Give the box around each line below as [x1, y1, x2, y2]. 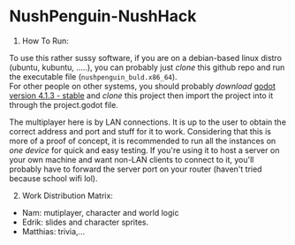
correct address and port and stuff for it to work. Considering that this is [9, 126, 272, 136]
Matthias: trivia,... [21, 226, 86, 236]
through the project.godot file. [9, 99, 119, 110]
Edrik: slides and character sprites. [21, 217, 148, 227]
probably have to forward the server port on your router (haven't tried [9, 164, 262, 174]
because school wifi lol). [9, 172, 98, 183]
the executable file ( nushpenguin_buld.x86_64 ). [9, 71, 178, 81]
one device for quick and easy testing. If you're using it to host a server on [9, 144, 280, 156]
